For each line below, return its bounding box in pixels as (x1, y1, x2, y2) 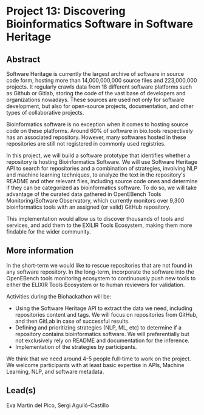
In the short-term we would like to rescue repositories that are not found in (6, 261, 192, 269)
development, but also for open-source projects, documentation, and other (6, 103, 194, 110)
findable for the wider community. (6, 228, 91, 235)
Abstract (6, 54, 41, 64)
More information (6, 246, 74, 256)
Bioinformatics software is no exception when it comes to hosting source (6, 121, 189, 128)
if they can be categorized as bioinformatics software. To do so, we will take (6, 184, 197, 191)
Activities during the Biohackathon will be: (6, 292, 112, 300)
